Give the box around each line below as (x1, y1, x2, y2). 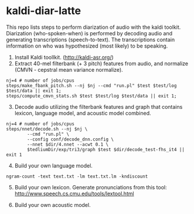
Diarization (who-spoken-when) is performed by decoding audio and (6, 29, 173, 36)
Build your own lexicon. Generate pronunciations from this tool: (14, 183, 167, 190)
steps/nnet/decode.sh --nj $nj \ (6, 126, 88, 132)
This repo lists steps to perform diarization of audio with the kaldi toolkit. (6, 24, 181, 31)
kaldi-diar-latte (6, 4, 81, 18)
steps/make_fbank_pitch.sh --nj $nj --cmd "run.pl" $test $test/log (6, 82, 177, 89)
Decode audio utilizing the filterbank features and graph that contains (14, 103, 183, 110)
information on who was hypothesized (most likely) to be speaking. (6, 42, 168, 49)
